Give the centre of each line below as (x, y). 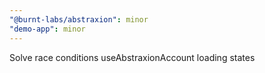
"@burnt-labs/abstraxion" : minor (79, 19)
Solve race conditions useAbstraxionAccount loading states (132, 57)
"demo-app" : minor (47, 29)
